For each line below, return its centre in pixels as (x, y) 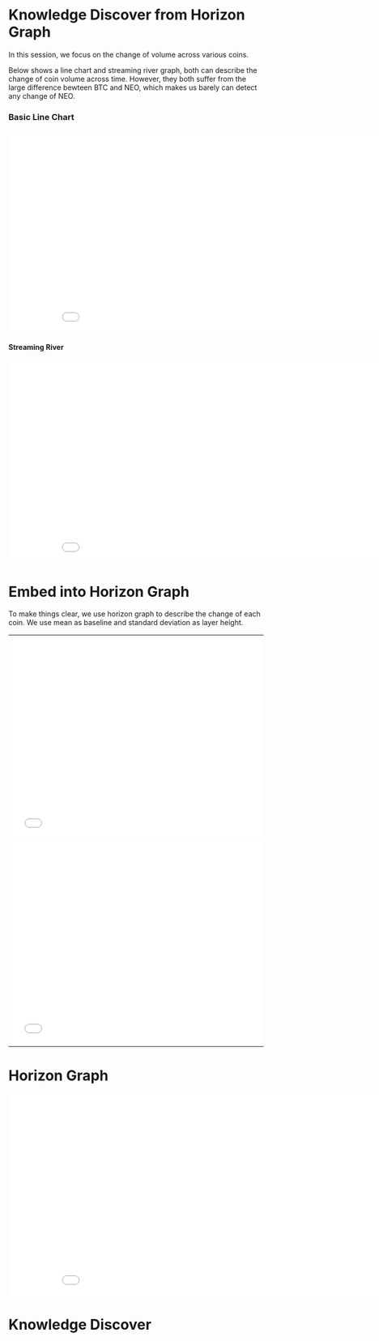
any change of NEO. (42, 96)
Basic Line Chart (41, 117)
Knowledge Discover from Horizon (127, 15)
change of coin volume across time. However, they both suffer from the (128, 79)
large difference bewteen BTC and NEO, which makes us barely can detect (133, 87)
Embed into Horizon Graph (99, 592)
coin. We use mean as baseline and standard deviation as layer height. (126, 623)
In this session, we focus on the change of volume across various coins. (129, 54)
